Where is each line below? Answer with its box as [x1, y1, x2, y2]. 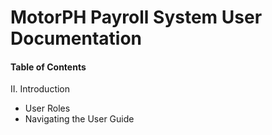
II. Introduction [10, 83, 71, 95]
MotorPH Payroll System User [10, 6, 263, 29]
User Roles [24, 102, 71, 115]
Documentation [10, 27, 143, 50]
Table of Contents [10, 61, 87, 73]
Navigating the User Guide [24, 113, 135, 125]
